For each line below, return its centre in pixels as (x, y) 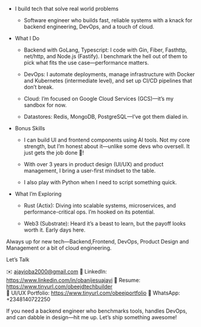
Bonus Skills (30, 128)
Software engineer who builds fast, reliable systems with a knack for (108, 20)
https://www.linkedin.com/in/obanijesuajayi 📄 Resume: (73, 280)
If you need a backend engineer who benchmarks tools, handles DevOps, (97, 311)
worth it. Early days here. (54, 230)
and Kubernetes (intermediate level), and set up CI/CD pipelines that (108, 81)
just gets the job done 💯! (54, 153)
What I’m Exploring (38, 194)
